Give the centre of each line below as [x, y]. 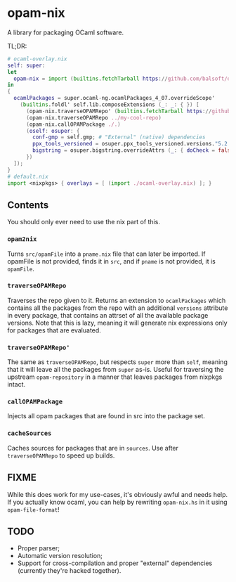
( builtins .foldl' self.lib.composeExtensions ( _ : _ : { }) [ [110, 105]
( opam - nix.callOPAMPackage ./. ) [73, 124]
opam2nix [22, 239]
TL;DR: [17, 46]
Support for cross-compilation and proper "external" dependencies [115, 563]
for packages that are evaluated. [54, 330]
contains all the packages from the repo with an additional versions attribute [118, 308]
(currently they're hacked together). [69, 571]
